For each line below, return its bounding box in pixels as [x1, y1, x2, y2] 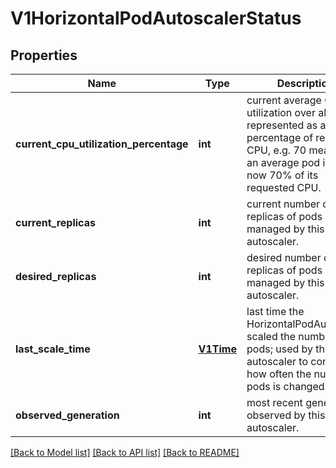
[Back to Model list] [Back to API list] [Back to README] [10, 447, 240, 458]
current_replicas [15, 216, 96, 229]
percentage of [246, 131, 314, 144]
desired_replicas [15, 270, 97, 283]
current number [246, 197, 321, 211]
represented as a [246, 118, 327, 132]
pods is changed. [246, 380, 328, 393]
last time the [246, 305, 305, 318]
